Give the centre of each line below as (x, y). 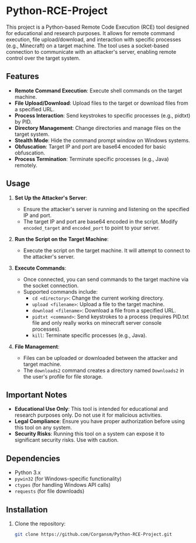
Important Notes (37, 395)
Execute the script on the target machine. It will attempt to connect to (106, 250)
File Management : (37, 346)
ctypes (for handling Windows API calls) (63, 485)
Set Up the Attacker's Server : (51, 198)
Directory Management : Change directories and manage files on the (98, 128)
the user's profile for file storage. (63, 376)
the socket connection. (51, 286)
